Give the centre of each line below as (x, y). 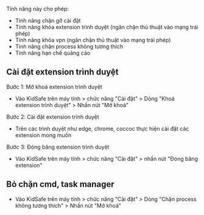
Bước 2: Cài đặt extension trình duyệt (53, 117)
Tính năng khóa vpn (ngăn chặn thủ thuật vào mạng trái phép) (93, 40)
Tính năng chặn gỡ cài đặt (48, 20)
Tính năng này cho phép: (37, 9)
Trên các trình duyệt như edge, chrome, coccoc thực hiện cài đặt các (102, 129)
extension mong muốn (43, 135)
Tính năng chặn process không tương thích (69, 46)
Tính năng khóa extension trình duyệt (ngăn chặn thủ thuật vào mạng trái (107, 27)
